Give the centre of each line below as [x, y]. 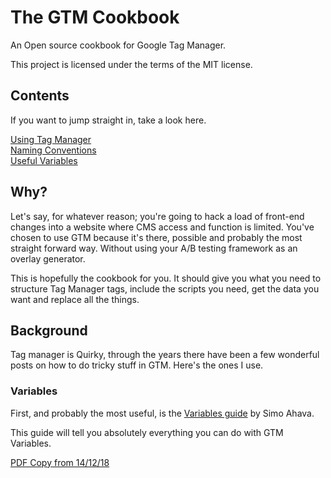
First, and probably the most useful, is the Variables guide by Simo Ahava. [162, 413]
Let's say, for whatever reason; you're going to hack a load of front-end [157, 216]
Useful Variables [44, 160]
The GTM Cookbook [95, 17]
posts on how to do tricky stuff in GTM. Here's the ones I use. [137, 365]
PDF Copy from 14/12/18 [60, 462]
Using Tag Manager [51, 139]
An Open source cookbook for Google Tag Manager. [118, 45]
